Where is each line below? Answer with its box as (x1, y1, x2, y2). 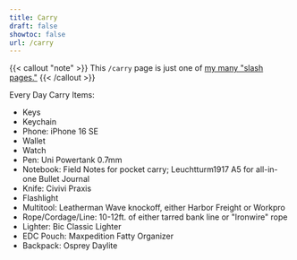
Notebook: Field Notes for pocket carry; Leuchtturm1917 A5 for (21, 164, 254, 175)
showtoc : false (9, 30, 66, 39)
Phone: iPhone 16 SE (21, 126, 98, 137)
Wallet (21, 135, 47, 146)
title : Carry (9, 13, 58, 22)
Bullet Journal (38, 174, 90, 185)
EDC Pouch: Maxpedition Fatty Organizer (21, 230, 174, 242)
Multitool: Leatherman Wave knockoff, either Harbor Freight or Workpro (21, 203, 286, 213)
